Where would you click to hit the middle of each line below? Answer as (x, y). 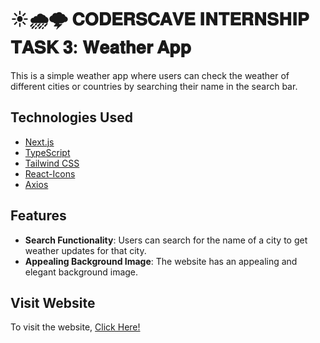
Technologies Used (71, 117)
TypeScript (47, 152)
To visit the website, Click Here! (75, 327)
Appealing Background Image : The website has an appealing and (161, 261)
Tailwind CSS (52, 163)
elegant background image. (81, 272)
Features (38, 216)
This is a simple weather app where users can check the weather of (150, 75)
